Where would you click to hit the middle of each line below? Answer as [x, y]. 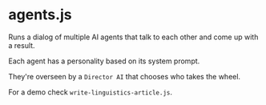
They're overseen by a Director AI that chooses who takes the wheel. [125, 76]
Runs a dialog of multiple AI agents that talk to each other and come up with [133, 37]
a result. [22, 45]
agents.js [40, 15]
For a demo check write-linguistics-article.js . [90, 92]
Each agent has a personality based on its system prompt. [104, 61]
